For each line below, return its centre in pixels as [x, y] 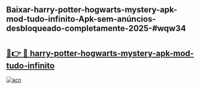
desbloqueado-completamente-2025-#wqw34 [96, 28]
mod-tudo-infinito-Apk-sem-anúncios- [81, 19]
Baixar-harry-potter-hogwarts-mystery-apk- [92, 10]
